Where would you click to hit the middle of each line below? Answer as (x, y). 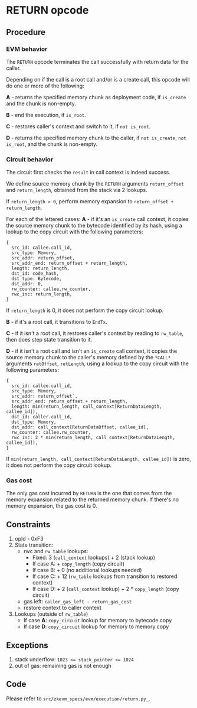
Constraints (28, 524)
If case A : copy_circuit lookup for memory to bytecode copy (98, 621)
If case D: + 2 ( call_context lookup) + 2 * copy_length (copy (106, 589)
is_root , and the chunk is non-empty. (52, 144)
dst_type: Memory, (34, 422)
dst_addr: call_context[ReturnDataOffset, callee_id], (80, 427)
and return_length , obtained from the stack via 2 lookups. (77, 190)
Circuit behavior (30, 159)
